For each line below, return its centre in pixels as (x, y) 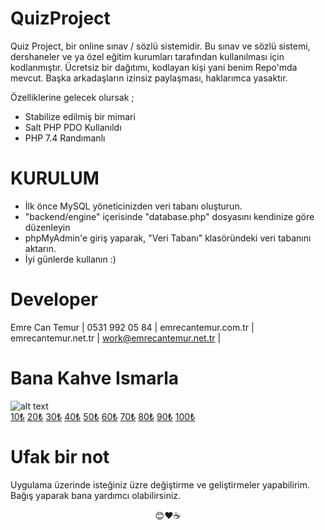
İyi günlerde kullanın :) (70, 259)
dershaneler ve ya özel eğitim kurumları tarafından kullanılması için (147, 56)
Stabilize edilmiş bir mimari (80, 116)
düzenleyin (47, 227)
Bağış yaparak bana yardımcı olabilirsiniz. (96, 495)
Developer (54, 299)
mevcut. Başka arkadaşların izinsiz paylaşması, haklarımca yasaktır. (149, 78)
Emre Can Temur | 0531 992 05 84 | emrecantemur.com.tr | (132, 327)
